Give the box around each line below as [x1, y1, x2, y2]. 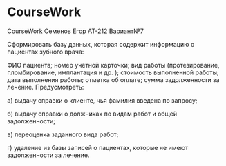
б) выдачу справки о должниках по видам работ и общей [7, 110, 178, 118]
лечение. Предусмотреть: [7, 83, 84, 91]
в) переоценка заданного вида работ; [7, 130, 119, 138]
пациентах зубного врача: [7, 48, 84, 56]
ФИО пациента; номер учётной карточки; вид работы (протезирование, [7, 61, 220, 69]
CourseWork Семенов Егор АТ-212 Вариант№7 [7, 27, 144, 35]
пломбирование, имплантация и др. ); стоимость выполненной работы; [7, 68, 219, 76]
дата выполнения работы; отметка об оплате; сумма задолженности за [7, 75, 220, 83]
